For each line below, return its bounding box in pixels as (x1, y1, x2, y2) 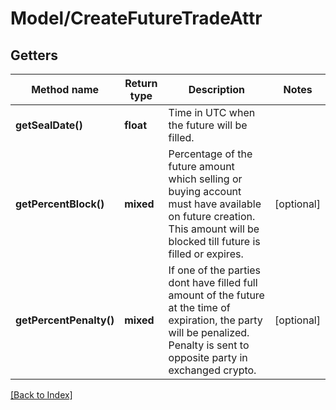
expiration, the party (168, 313, 263, 327)
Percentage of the (168, 147, 253, 161)
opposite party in (168, 351, 248, 364)
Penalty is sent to (168, 338, 250, 352)
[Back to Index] (10, 389, 73, 401)
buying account (168, 185, 242, 198)
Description (188, 83, 246, 96)
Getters (10, 47, 59, 64)
